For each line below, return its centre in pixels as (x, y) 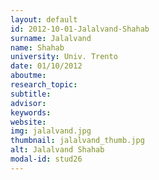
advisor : (28, 103)
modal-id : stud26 (46, 159)
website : (28, 122)
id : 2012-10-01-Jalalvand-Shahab (80, 29)
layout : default (44, 19)
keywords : (31, 112)
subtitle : (31, 94)
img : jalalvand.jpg (51, 131)
